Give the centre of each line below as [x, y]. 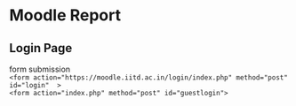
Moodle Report [65, 15]
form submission [40, 69]
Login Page [41, 48]
